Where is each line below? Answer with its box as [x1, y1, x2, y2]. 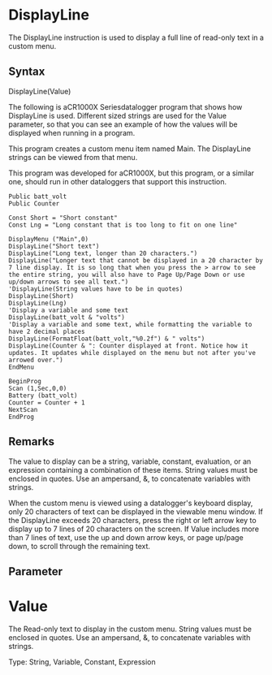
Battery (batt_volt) [8, 392, 79, 400]
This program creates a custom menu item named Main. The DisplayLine [8, 144, 252, 154]
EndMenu [8, 363, 35, 371]
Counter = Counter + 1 [8, 398, 85, 407]
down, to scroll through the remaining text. [8, 541, 151, 551]
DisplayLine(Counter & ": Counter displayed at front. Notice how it [8, 341, 249, 350]
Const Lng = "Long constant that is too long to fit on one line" [8, 221, 238, 229]
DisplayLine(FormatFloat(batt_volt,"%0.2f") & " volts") [8, 335, 205, 343]
